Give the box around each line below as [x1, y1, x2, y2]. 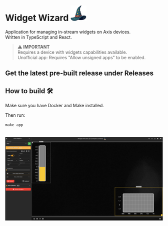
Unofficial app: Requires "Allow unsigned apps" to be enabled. [17, 54, 146, 60]
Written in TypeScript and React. [5, 34, 72, 40]
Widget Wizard [5, 13, 69, 24]
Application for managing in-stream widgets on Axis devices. [5, 29, 131, 35]
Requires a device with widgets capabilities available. [17, 49, 127, 55]
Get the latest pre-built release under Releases [5, 69, 154, 78]
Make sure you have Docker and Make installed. [5, 103, 104, 109]
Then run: [5, 112, 25, 118]
